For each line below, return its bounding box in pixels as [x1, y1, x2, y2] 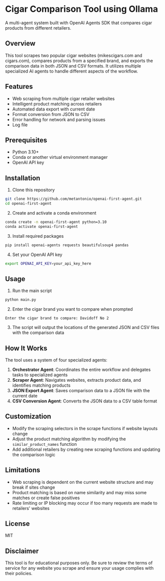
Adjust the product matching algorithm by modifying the [12, 436, 127, 442]
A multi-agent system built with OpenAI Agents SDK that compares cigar [5, 20, 153, 26]
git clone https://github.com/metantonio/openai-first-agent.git [5, 196, 142, 202]
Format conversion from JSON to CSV [12, 111, 90, 117]
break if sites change [12, 484, 55, 490]
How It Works [5, 344, 48, 352]
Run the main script [12, 288, 52, 294]
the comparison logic [12, 451, 56, 457]
